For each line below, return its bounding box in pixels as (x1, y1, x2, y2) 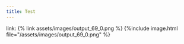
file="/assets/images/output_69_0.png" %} (6, 31, 111, 38)
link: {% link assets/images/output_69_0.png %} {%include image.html (6, 25, 178, 32)
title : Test (6, 8, 36, 15)
